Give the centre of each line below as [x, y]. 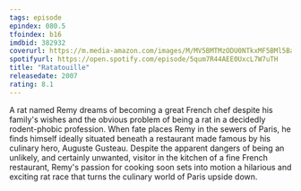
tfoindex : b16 [36, 34]
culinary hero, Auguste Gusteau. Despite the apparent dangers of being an [147, 148]
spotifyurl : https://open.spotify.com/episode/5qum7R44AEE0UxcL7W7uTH [144, 59]
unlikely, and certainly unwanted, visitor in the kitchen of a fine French [139, 157]
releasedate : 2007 [43, 76]
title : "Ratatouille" [50, 68]
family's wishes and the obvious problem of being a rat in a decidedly [138, 119]
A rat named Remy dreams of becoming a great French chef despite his [141, 109]
